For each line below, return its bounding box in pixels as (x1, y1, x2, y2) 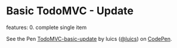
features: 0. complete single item (6, 24, 87, 31)
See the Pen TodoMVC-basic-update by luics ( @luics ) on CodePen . (6, 35, 172, 42)
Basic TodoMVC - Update (6, 4, 134, 18)
